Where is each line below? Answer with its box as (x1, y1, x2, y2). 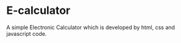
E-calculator (6, 4, 71, 18)
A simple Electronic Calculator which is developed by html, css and (6, 24, 175, 31)
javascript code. (6, 30, 47, 37)
